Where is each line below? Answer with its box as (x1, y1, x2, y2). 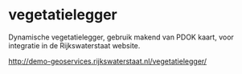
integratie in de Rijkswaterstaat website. (8, 40, 141, 50)
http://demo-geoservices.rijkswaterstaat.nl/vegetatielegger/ (8, 56, 207, 66)
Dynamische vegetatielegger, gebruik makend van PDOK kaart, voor (8, 32, 235, 42)
